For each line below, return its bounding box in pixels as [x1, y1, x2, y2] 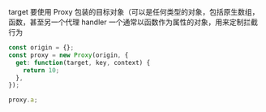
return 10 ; [23, 66, 60, 75]
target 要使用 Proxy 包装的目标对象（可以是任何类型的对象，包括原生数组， [8, 7, 260, 16]
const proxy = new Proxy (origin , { [8, 51, 129, 59]
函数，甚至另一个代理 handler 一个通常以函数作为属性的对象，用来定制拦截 [8, 17, 258, 27]
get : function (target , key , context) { [15, 58, 151, 67]
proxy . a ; [8, 96, 38, 104]
